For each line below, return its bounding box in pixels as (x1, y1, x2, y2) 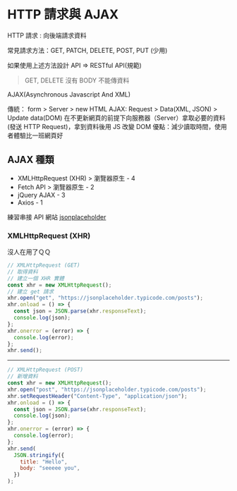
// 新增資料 (7, 373, 39, 380)
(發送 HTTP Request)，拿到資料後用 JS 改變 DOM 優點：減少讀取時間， (7, 122, 215, 131)
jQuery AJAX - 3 (17, 190, 66, 199)
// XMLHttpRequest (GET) (7, 262, 80, 269)
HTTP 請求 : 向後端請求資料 (7, 31, 87, 40)
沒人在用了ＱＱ (7, 248, 51, 256)
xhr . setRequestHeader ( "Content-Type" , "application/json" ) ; (7, 392, 188, 399)
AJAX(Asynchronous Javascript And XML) (7, 90, 131, 99)
